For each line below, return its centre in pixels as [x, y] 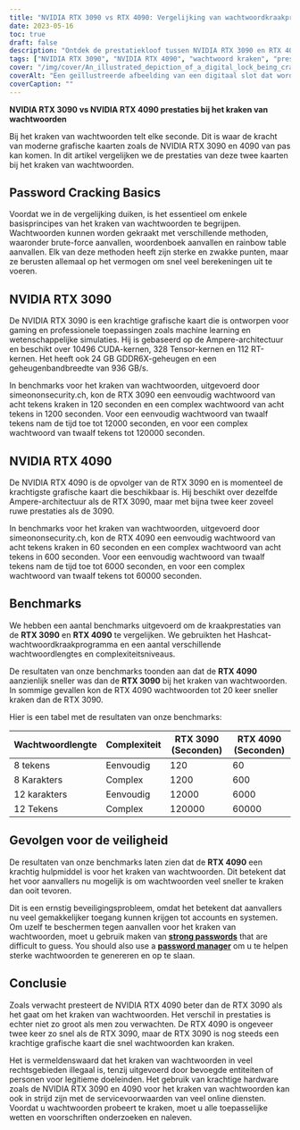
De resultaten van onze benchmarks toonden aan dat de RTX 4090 [133, 671]
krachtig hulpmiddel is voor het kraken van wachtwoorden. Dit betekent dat [148, 871]
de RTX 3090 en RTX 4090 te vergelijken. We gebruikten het [122, 634]
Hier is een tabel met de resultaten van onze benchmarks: [116, 716]
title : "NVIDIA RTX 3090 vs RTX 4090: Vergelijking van [115, 17]
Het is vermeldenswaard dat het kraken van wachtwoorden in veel [131, 1060]
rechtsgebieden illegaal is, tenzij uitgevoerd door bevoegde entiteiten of [142, 1069]
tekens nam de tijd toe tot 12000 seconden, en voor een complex [129, 423]
